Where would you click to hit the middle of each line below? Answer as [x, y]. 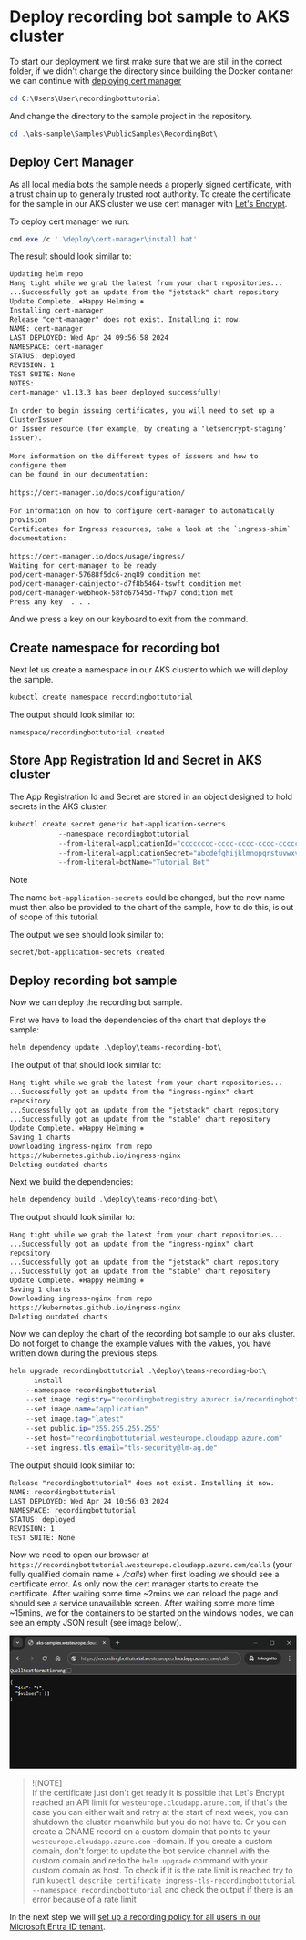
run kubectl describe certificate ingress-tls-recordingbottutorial [163, 1880]
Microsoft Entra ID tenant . [58, 1927]
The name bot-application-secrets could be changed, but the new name [147, 898]
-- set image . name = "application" [87, 1410]
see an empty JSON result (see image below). [96, 1622]
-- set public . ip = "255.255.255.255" [93, 1429]
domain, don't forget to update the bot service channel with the [151, 1851]
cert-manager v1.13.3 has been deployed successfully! [116, 393]
